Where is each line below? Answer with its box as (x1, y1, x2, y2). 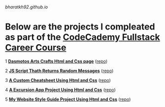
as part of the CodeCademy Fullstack (5, 31, 160, 43)
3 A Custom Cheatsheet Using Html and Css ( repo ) (5, 77, 111, 83)
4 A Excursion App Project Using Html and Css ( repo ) (5, 86, 116, 93)
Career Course (5, 42, 66, 53)
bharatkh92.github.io (5, 4, 48, 10)
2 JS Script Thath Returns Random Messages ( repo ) (5, 68, 114, 74)
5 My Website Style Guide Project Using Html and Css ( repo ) (5, 96, 131, 102)
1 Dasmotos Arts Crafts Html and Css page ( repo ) (5, 58, 108, 64)
